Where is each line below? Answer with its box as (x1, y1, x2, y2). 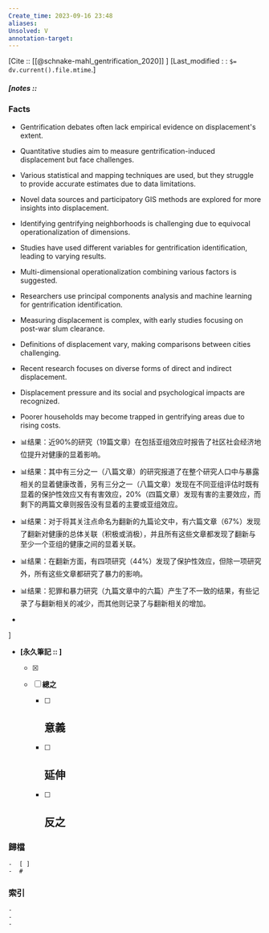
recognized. (19, 396, 60, 406)
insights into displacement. (19, 203, 109, 213)
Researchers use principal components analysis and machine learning (19, 291, 252, 300)
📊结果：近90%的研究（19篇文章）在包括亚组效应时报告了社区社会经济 (19, 436, 255, 447)
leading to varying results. (19, 251, 107, 261)
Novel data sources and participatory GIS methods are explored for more (19, 194, 262, 204)
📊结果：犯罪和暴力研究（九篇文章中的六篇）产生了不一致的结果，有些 (19, 585, 253, 596)
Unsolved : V (8, 27, 48, 35)
